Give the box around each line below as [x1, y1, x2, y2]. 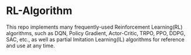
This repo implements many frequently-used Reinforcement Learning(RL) [6, 23, 183, 30]
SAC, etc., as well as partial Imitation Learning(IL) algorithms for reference [6, 36, 185, 43]
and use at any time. [6, 42, 55, 49]
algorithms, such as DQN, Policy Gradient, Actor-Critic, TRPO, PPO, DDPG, [6, 29, 186, 36]
